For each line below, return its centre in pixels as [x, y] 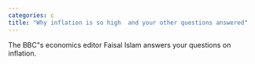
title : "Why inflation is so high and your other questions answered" [128, 23]
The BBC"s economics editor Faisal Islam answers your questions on [120, 44]
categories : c [31, 15]
